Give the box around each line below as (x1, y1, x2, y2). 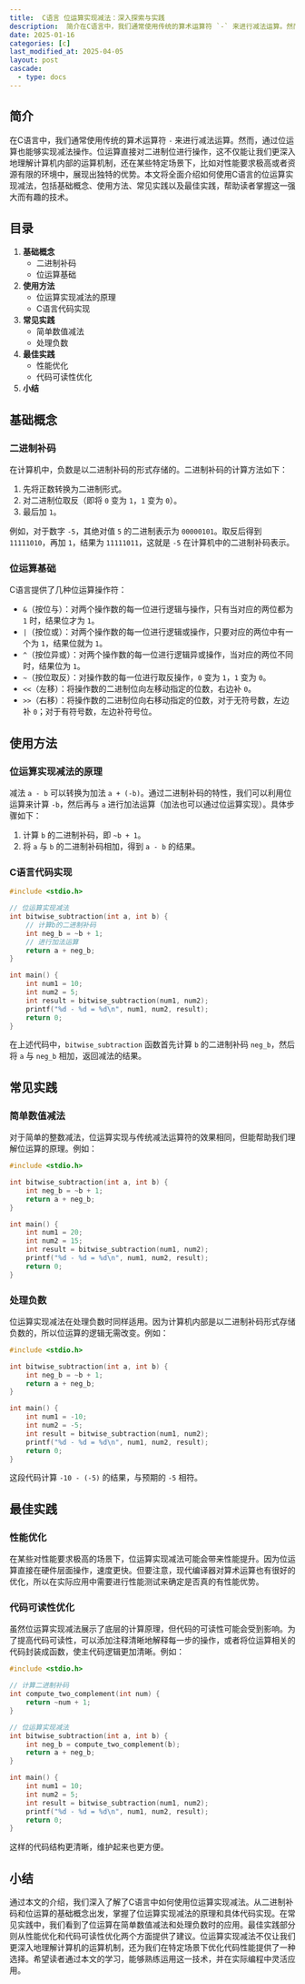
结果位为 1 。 (38, 661, 85, 672)
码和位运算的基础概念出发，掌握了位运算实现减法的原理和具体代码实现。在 (9, 1908, 288, 1919)
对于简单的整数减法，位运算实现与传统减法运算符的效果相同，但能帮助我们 (9, 1132, 288, 1143)
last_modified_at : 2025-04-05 (9, 47, 124, 56)
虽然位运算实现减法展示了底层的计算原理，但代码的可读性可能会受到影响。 (9, 1623, 288, 1634)
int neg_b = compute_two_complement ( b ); (25, 1740, 181, 1749)
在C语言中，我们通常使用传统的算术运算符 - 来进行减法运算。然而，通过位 (9, 134, 287, 146)
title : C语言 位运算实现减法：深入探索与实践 (9, 13, 165, 23)
